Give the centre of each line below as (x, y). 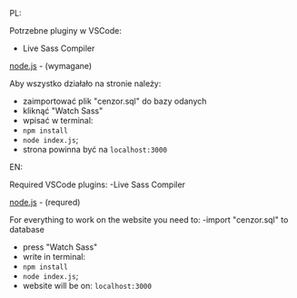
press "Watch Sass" (60, 247)
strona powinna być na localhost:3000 (95, 149)
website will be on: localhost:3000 (87, 286)
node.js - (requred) (45, 202)
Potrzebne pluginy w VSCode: (66, 30)
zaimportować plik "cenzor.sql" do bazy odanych (114, 101)
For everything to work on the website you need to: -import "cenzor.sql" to (149, 220)
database (27, 229)
